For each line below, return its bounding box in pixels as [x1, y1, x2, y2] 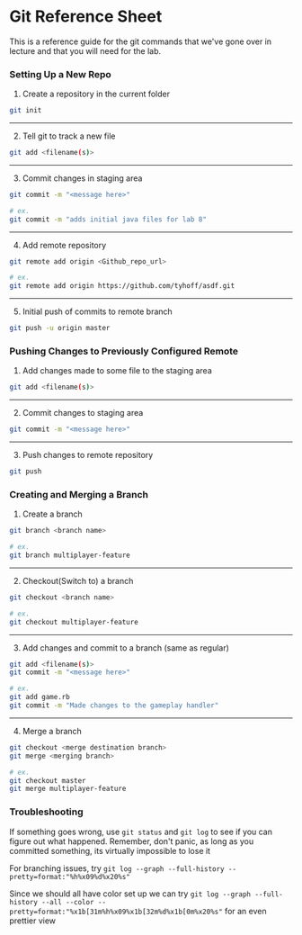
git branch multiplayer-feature [9, 551, 130, 560]
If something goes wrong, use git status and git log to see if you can [9, 826, 272, 837]
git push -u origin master [9, 324, 111, 333]
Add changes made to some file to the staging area [22, 365, 213, 376]
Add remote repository [22, 239, 107, 250]
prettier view [9, 915, 57, 926]
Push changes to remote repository [22, 450, 154, 461]
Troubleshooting [9, 805, 84, 818]
